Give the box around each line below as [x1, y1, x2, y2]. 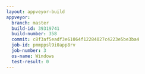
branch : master [11, 20, 49, 26]
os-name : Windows [11, 53, 55, 59]
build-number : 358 [11, 31, 58, 37]
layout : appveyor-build [6, 8, 65, 15]
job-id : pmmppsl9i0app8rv [11, 42, 76, 48]
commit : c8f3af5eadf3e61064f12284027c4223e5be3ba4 [11, 36, 140, 42]
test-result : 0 [11, 58, 49, 64]
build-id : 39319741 [11, 25, 60, 32]
